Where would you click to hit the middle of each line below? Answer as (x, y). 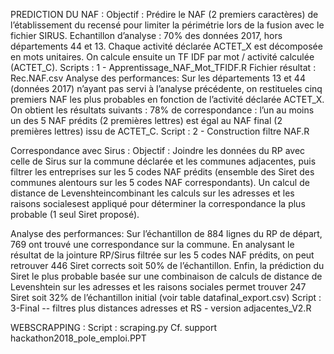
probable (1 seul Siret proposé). (75, 214)
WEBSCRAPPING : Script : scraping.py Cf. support (113, 327)
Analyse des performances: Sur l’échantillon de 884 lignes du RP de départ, (166, 233)
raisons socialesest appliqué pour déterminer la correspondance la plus (158, 203)
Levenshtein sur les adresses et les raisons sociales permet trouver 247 (158, 287)
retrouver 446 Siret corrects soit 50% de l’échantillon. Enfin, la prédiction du (167, 265)
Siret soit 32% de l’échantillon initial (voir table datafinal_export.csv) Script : (166, 297)
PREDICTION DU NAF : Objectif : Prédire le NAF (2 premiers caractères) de (164, 14)
